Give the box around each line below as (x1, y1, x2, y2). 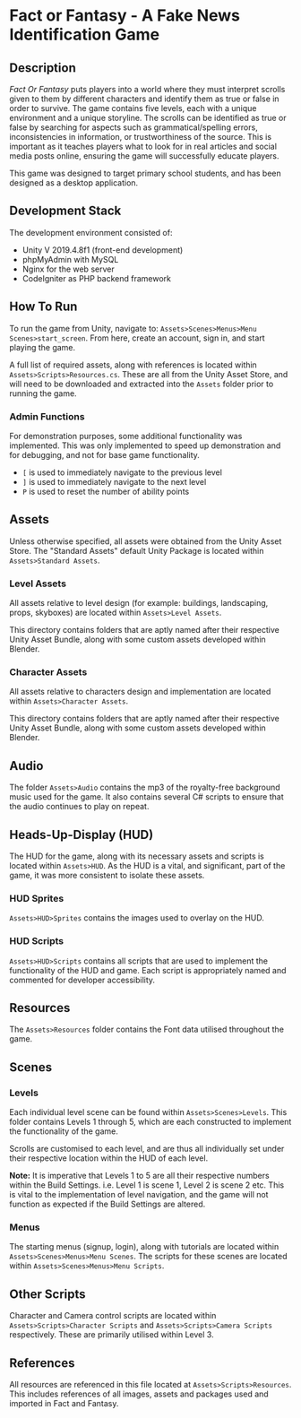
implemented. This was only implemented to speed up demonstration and (9, 440, 281, 451)
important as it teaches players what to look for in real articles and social (9, 141, 278, 151)
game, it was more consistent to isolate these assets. (9, 869, 205, 880)
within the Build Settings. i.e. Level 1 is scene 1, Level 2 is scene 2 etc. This (9, 1180, 285, 1190)
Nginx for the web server (21, 264, 115, 274)
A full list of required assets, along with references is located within (9, 359, 257, 370)
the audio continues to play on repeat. (9, 801, 150, 812)
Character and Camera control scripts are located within (9, 1310, 217, 1321)
